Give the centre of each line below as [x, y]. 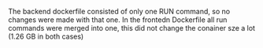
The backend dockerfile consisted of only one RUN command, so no [119, 11]
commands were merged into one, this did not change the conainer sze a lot [132, 28]
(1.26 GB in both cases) [46, 36]
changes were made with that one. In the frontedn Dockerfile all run [118, 20]
